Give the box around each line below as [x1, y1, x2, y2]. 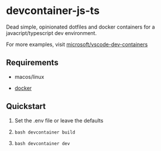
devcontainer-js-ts [6, 4, 100, 17]
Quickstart [6, 101, 46, 111]
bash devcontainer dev [14, 141, 70, 146]
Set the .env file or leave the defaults [14, 117, 104, 124]
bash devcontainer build [14, 129, 76, 135]
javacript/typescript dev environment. [6, 29, 97, 36]
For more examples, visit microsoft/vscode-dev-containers [6, 41, 148, 48]
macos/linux [14, 73, 44, 80]
